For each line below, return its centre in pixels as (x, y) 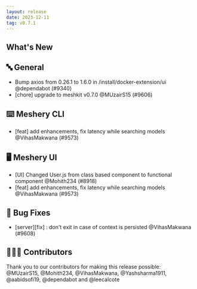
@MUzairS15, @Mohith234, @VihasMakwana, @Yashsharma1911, (87, 273)
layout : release (26, 12)
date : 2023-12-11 (28, 17)
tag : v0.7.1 (21, 23)
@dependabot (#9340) (43, 88)
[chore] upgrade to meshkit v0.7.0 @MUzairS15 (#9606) (84, 95)
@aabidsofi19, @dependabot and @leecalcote (63, 279)
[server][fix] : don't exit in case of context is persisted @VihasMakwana (103, 227)
